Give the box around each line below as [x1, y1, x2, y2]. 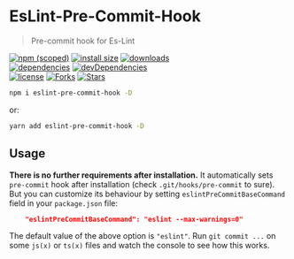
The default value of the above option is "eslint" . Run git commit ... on [9, 231, 276, 241]
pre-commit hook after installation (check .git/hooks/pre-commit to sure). [9, 179, 275, 189]
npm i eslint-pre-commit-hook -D [9, 88, 133, 97]
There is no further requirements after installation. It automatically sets [9, 170, 274, 180]
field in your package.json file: [9, 197, 118, 209]
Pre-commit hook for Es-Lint [30, 35, 135, 46]
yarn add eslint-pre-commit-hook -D [9, 121, 144, 130]
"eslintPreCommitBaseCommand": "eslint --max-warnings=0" [25, 215, 244, 224]
